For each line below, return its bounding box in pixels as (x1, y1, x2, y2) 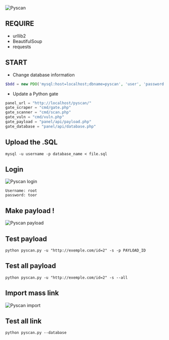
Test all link (5, 317, 42, 326)
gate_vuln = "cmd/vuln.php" (5, 114, 65, 120)
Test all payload (5, 262, 57, 270)
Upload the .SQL (5, 138, 58, 147)
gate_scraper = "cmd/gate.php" (5, 105, 71, 110)
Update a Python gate (12, 91, 59, 97)
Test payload (5, 234, 47, 243)
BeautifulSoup (12, 38, 43, 44)
